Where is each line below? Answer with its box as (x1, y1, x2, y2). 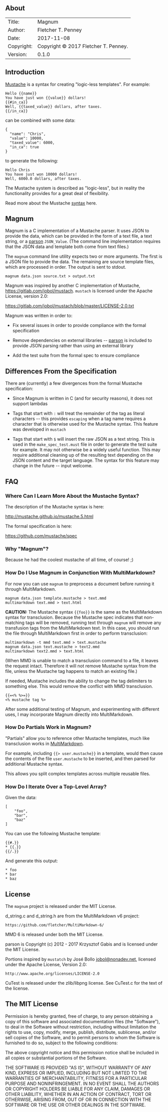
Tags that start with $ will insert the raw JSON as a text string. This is (12, 436, 155, 442)
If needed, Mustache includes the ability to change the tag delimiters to (5, 678, 152, 684)
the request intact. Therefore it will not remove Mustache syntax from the (5, 663, 156, 669)
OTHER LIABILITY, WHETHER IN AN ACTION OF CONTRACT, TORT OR (5, 1091, 151, 1097)
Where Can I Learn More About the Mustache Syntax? (5, 492, 139, 499)
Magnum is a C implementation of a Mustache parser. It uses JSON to (5, 228, 149, 234)
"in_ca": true (10, 144, 39, 149)
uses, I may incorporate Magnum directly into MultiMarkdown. (5, 711, 134, 717)
